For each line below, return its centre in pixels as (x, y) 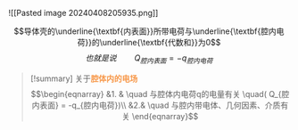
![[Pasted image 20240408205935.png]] (83, 13)
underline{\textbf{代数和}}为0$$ (161, 42)
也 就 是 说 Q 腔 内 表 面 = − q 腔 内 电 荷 (149, 59)
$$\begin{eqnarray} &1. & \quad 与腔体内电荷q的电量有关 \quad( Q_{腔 (160, 93)
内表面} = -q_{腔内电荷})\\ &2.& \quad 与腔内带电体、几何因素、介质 (156, 105)
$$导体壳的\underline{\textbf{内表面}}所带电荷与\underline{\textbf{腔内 (145, 31)
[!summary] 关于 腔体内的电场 (84, 78)
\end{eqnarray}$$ (165, 116)
